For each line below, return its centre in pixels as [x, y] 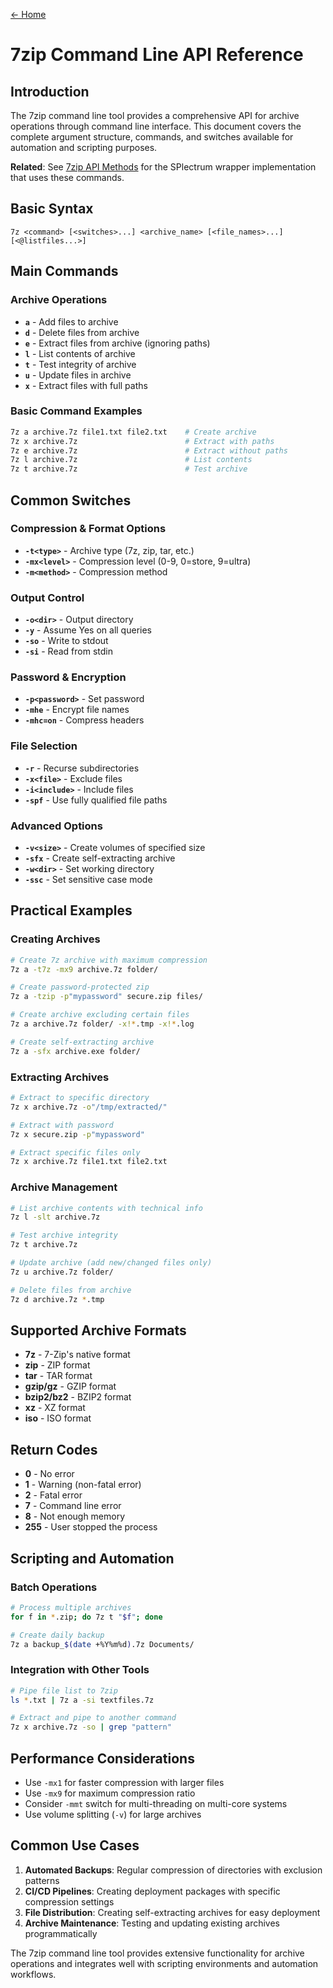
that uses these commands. [67, 177]
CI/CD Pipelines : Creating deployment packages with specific [152, 1891]
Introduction [50, 91]
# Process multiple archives [71, 1607]
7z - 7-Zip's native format [77, 1355]
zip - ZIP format [57, 1365]
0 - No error [49, 1474]
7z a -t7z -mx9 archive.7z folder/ [84, 969]
